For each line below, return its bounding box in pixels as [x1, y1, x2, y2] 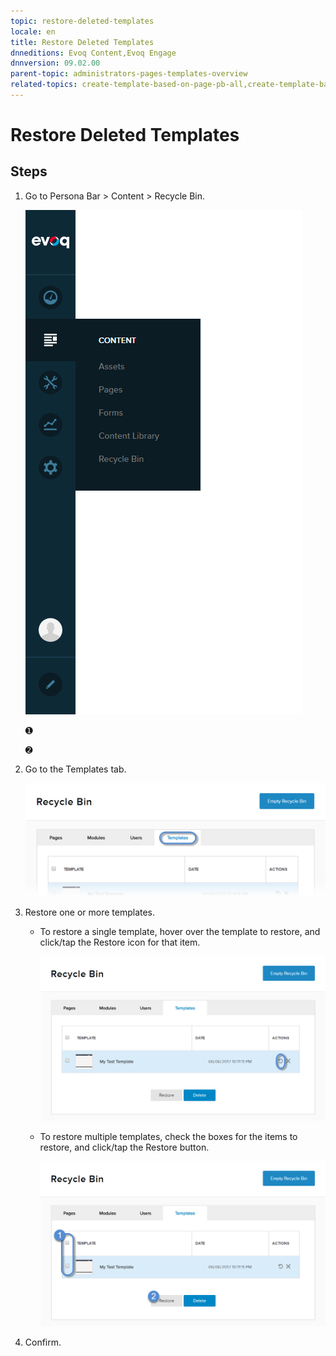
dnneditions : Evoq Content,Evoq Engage [10, 48, 177, 58]
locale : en [10, 26, 56, 37]
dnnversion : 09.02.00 [10, 58, 101, 69]
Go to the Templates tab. [24, 763, 127, 775]
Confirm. [24, 1336, 62, 1348]
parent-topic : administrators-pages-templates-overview [10, 69, 248, 79]
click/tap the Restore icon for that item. [39, 936, 201, 948]
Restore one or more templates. [24, 906, 156, 918]
